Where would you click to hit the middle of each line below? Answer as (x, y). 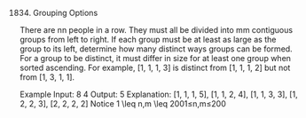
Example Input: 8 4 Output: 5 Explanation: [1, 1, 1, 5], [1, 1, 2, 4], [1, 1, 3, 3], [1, (159, 94)
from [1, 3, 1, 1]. (47, 77)
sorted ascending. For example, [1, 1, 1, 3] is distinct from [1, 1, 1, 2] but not (155, 67)
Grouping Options (65, 13)
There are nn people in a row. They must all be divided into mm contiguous (156, 30)
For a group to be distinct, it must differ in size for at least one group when (156, 58)
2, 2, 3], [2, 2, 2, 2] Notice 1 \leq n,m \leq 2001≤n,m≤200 (123, 104)
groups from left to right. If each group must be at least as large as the (148, 39)
